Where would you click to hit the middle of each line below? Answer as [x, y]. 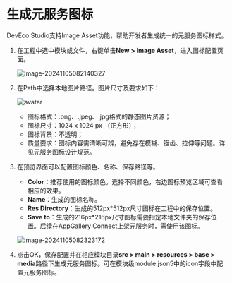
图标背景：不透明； [55, 134]
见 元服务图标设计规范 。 [61, 152]
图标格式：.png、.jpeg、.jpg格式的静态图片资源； [99, 116]
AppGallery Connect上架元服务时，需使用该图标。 [131, 226]
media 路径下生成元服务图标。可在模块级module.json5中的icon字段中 [117, 263]
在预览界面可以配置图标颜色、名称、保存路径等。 [88, 167]
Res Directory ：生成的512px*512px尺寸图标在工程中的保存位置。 [122, 208]
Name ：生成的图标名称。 [64, 199]
